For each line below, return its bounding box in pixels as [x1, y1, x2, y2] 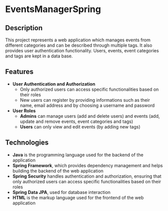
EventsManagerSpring [5, 4, 101, 15]
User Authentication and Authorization [12, 81, 95, 87]
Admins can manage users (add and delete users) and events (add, [20, 113, 160, 119]
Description [5, 24, 43, 32]
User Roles [12, 107, 36, 114]
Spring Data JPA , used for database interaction [12, 189, 111, 195]
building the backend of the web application [12, 168, 104, 174]
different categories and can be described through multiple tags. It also [5, 42, 152, 48]
